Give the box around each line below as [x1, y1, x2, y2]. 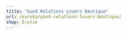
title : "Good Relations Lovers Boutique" [6, 8, 109, 14]
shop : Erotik [6, 19, 38, 25]
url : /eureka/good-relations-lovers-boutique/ [6, 14, 122, 20]
